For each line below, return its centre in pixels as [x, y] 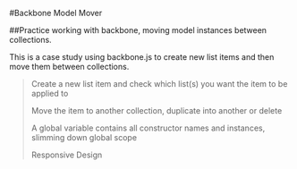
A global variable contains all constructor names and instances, [148, 128]
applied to [50, 93]
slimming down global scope [84, 137]
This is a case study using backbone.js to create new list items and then [142, 57]
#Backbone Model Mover [56, 13]
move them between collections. [69, 67]
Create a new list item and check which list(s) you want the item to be [159, 84]
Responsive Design [67, 155]
